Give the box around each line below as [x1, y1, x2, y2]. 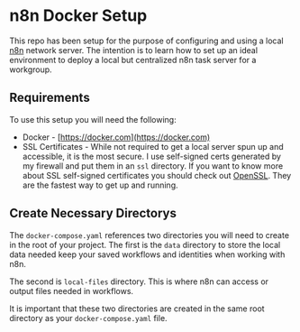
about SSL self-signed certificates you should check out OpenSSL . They [22, 170, 292, 180]
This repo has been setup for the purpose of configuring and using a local [9, 35, 284, 46]
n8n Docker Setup [9, 5, 148, 26]
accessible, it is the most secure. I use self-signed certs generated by [22, 151, 282, 161]
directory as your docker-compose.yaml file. [9, 312, 168, 323]
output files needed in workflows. [9, 285, 133, 296]
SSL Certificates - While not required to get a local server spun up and [22, 141, 284, 152]
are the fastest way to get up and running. [22, 180, 178, 190]
